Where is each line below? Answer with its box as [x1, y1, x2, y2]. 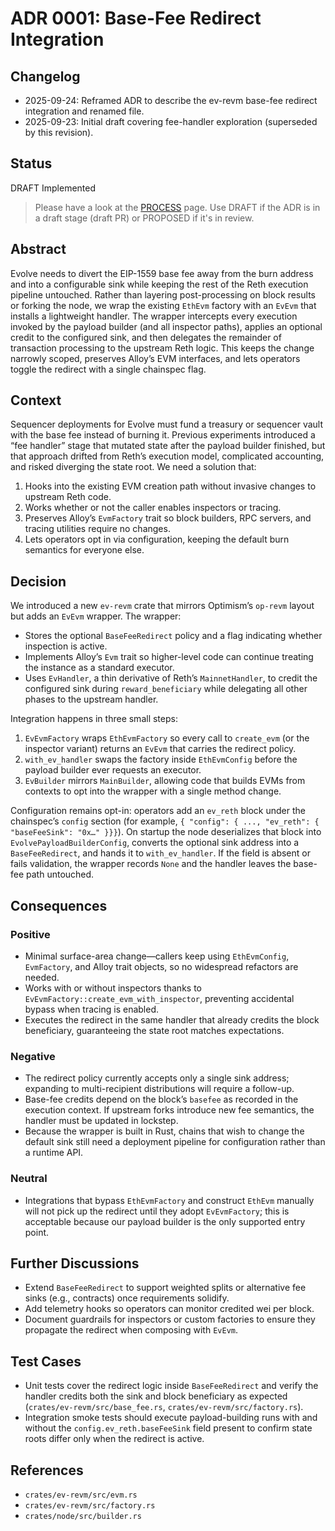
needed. [24, 971, 60, 983]
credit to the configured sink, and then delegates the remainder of [10, 331, 282, 343]
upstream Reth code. [24, 491, 112, 503]
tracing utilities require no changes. [24, 523, 171, 535]
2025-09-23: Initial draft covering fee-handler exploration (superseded [24, 116, 318, 127]
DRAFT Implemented [10, 182, 97, 194]
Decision [10, 573, 67, 590]
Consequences [10, 897, 108, 914]
